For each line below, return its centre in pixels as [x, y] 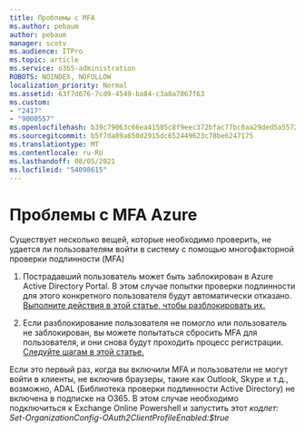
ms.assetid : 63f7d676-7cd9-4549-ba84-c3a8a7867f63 [107, 93]
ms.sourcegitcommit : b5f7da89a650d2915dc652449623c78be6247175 [132, 136]
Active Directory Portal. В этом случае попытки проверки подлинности [159, 286]
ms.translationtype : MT [54, 144]
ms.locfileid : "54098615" [58, 170]
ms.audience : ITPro [46, 52]
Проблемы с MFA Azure [103, 215]
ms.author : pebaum [44, 26]
